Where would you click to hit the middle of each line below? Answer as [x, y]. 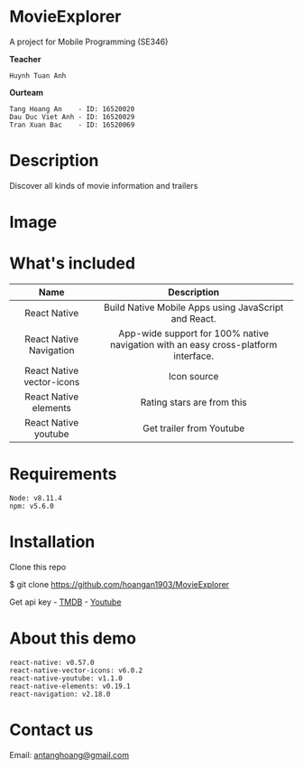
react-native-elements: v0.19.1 [70, 686]
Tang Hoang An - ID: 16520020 [72, 109]
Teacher [25, 59]
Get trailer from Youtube [194, 428]
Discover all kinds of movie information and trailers [104, 185]
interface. [194, 356]
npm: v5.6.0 [32, 506]
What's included [73, 263]
